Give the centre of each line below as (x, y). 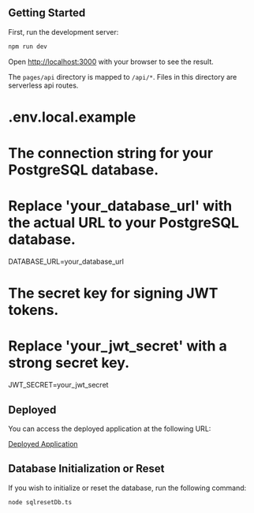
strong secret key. (69, 363)
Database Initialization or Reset (86, 469)
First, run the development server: (64, 32)
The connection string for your (111, 154)
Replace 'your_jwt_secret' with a (118, 346)
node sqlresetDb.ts (40, 502)
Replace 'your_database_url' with (120, 206)
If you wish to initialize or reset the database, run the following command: (127, 488)
